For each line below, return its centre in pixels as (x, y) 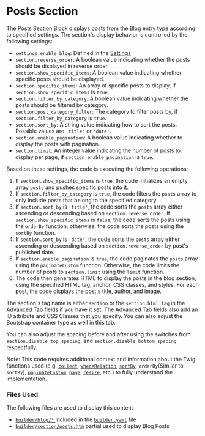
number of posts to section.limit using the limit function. (90, 272)
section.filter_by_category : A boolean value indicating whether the (102, 98)
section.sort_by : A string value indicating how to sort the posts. (96, 124)
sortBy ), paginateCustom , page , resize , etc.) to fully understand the (90, 372)
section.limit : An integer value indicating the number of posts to (98, 150)
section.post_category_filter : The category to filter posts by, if (96, 111)
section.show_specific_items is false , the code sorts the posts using (102, 220)
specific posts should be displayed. (60, 79)
